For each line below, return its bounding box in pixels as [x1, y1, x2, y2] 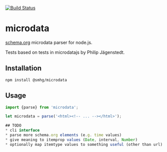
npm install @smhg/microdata [5, 77, 67, 82]
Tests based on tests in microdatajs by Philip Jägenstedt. [5, 49, 125, 55]
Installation [5, 64, 42, 73]
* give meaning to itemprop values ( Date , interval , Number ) [5, 137, 138, 142]
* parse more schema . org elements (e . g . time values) [5, 133, 122, 138]
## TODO [5, 123, 22, 128]
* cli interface [5, 128, 40, 133]
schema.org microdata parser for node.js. [5, 39, 93, 45]
